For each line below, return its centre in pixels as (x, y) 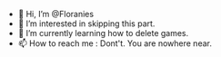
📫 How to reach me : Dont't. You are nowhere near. (115, 43)
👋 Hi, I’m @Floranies (55, 14)
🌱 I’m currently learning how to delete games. (103, 33)
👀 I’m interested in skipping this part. (86, 24)
